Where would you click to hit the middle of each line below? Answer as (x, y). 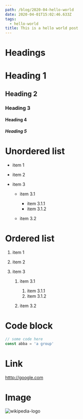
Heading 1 (26, 76)
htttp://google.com (24, 377)
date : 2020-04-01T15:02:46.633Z (38, 14)
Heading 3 (18, 108)
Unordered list (35, 151)
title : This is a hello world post (42, 28)
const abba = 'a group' (30, 343)
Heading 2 (21, 94)
